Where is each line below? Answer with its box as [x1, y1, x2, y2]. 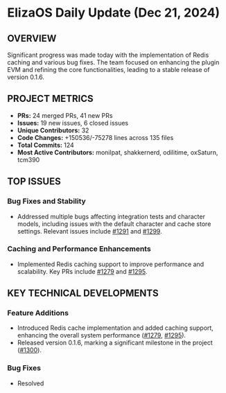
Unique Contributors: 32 [17, 126, 89, 134]
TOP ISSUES [7, 175, 61, 188]
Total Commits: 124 [17, 141, 74, 149]
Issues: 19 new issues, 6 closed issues [17, 119, 129, 127]
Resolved [17, 379, 44, 387]
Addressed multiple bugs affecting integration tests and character [17, 212, 206, 220]
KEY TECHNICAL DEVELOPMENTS [7, 288, 159, 299]
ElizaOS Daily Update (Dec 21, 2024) [7, 5, 220, 21]
